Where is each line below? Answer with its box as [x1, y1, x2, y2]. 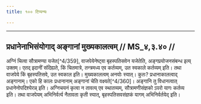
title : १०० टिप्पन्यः [6, 8, 47, 15]
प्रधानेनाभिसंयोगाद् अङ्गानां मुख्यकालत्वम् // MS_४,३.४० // [6, 42, 175, 52]
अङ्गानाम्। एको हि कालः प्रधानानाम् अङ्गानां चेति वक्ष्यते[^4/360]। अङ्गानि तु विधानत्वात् [6, 78, 178, 85]
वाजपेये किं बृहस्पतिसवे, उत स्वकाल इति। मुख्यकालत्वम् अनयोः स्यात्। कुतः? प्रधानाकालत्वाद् [6, 71, 178, 78]
